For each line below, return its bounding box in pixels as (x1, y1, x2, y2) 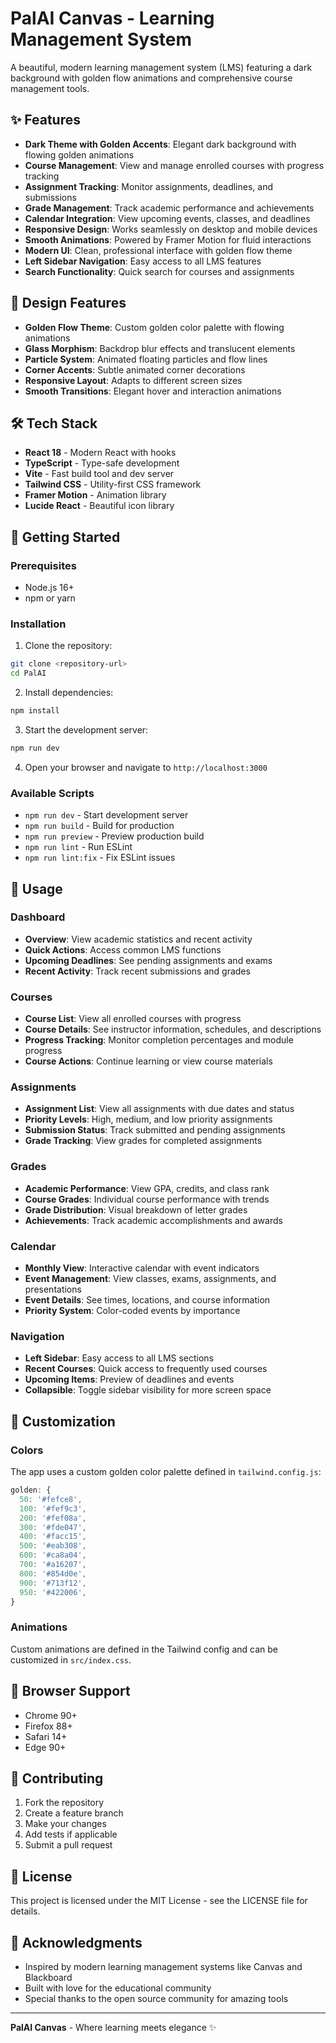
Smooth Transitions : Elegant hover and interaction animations (24, 385, 282, 397)
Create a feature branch (24, 1807, 124, 1819)
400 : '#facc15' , (19, 1532, 87, 1542)
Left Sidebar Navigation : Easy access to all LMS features (24, 255, 262, 267)
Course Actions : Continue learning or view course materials (24, 1055, 273, 1067)
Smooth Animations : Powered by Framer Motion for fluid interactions (24, 233, 312, 246)
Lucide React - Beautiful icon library (24, 500, 175, 512)
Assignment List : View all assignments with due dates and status (24, 1103, 295, 1115)
